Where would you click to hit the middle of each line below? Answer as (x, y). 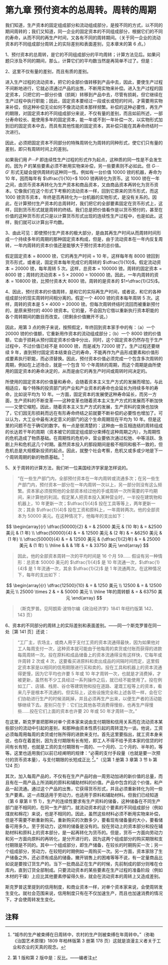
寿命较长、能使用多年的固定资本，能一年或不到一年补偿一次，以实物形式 (84, 119)
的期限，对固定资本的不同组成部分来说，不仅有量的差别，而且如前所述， (79, 113)
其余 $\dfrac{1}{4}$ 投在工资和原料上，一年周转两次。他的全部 (91, 510)
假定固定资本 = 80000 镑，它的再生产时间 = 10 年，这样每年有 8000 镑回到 (82, 256)
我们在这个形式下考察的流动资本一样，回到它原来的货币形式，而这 (90, 191)
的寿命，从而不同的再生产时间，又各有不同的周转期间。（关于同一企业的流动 (83, 38)
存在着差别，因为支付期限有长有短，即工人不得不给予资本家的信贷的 (88, 740)
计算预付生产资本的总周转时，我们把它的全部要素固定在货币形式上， (88, 203)
